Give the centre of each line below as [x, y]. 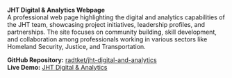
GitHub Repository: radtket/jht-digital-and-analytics [82, 60]
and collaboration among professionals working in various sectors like [107, 39]
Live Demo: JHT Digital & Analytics [57, 67]
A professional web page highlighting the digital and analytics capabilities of [116, 17]
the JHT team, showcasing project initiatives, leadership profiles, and [106, 25]
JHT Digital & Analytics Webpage [56, 10]
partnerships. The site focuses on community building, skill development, [112, 32]
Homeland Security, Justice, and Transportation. [76, 47]
